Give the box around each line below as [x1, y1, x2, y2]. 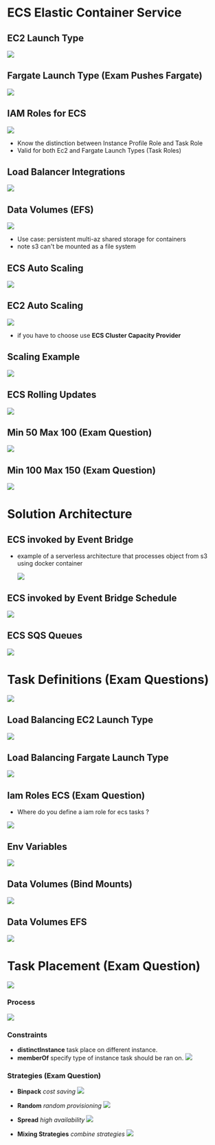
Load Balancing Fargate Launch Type [7, 751, 170, 763]
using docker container [16, 559, 83, 568]
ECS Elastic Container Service [7, 5, 182, 21]
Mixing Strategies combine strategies [16, 1130, 125, 1138]
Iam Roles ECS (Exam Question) [7, 789, 146, 801]
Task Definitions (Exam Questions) [7, 672, 210, 687]
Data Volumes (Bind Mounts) [7, 879, 133, 890]
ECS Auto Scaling [7, 262, 84, 274]
